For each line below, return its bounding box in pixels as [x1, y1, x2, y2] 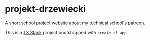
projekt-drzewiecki [5, 3, 86, 15]
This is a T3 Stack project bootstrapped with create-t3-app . [5, 29, 128, 35]
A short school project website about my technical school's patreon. [5, 20, 146, 26]
